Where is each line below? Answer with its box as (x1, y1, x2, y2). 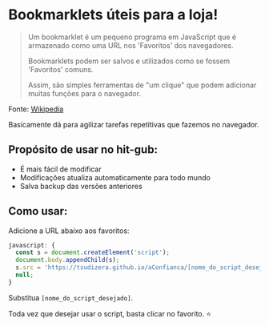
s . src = (15, 264, 42, 272)
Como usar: (8, 204, 68, 218)
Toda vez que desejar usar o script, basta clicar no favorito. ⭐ (8, 308, 212, 318)
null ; (15, 271, 34, 280)
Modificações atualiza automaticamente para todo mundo (19, 172, 211, 182)
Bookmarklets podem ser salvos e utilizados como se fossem (27, 56, 231, 66)
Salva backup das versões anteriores (19, 181, 143, 191)
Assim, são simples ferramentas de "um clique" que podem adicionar (27, 80, 257, 90)
